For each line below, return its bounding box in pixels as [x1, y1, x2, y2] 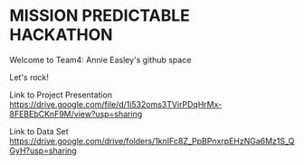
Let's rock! [9, 71, 50, 82]
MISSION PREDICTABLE [9, 5, 190, 26]
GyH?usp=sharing [9, 145, 77, 156]
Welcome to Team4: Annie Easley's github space [9, 54, 192, 65]
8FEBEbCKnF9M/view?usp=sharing [9, 108, 143, 119]
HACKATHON [9, 24, 113, 45]
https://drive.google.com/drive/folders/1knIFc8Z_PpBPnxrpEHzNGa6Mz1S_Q [9, 135, 295, 146]
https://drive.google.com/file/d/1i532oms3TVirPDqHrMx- [9, 98, 223, 109]
